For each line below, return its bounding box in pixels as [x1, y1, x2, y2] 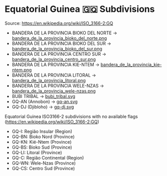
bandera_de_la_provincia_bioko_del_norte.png [11, 35, 107, 41]
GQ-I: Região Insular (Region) [11, 128, 73, 134]
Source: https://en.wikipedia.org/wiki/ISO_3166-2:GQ [4, 20, 113, 26]
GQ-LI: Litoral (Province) [11, 149, 62, 155]
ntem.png [11, 67, 32, 73]
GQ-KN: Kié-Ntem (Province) [11, 139, 72, 145]
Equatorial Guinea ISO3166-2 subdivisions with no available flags [4, 113, 138, 119]
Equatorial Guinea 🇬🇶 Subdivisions [4, 3, 155, 15]
